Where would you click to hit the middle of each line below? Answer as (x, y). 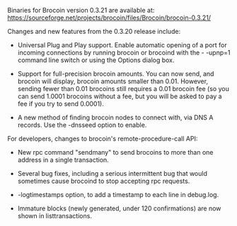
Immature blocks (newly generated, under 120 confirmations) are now (119, 208)
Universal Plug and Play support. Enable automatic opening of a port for (122, 45)
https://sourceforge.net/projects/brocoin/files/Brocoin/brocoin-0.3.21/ (109, 18)
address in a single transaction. (63, 160)
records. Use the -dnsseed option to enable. (82, 125)
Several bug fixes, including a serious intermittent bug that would (112, 173)
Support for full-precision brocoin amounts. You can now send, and (116, 74)
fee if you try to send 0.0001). (61, 104)
